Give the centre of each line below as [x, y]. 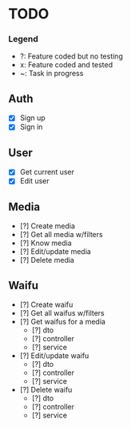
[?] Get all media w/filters [61, 235]
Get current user [47, 172]
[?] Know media [46, 243]
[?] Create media [48, 226]
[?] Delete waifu [46, 389]
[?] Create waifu [46, 304]
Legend [23, 39]
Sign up [32, 118]
